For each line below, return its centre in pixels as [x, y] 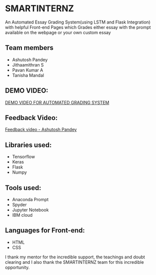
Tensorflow [23, 157]
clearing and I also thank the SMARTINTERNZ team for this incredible [75, 262]
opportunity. [18, 267]
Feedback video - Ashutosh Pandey [41, 130]
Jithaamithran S [28, 65]
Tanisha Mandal [28, 75]
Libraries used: [29, 145]
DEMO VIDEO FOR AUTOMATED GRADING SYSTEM [57, 102]
